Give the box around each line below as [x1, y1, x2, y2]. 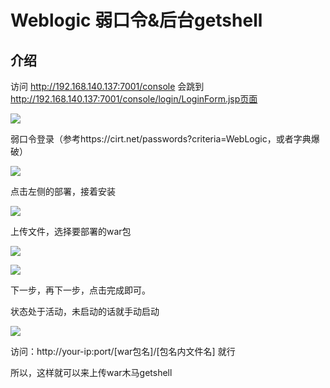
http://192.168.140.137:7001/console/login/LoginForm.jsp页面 [10, 93, 258, 105]
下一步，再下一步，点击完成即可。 [10, 284, 151, 296]
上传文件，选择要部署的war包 [10, 226, 132, 237]
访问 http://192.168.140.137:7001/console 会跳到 [10, 81, 205, 92]
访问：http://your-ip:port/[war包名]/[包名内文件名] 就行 [10, 346, 236, 357]
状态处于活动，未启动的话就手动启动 [10, 306, 160, 317]
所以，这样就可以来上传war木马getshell [10, 367, 173, 378]
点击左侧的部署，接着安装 [10, 186, 116, 197]
